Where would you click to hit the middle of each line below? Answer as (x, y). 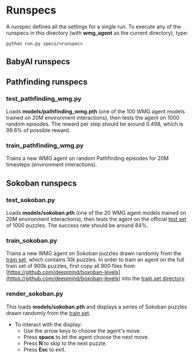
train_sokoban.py (32, 241)
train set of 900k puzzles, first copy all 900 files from (71, 266)
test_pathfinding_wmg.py (44, 98)
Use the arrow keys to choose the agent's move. (82, 330)
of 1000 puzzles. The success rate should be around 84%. (77, 225)
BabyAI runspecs (38, 62)
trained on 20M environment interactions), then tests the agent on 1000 (93, 118)
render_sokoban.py (35, 294)
